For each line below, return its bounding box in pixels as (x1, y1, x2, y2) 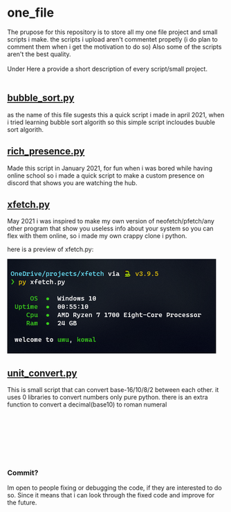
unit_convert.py (7, 367, 77, 379)
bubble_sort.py (7, 92, 75, 104)
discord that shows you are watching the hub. (7, 178, 138, 187)
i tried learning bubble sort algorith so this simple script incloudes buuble (7, 118, 216, 126)
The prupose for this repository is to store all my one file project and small (7, 28, 218, 36)
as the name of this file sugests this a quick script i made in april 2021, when (7, 110, 225, 119)
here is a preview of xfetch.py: (7, 245, 94, 254)
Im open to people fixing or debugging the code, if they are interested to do (7, 484, 223, 492)
